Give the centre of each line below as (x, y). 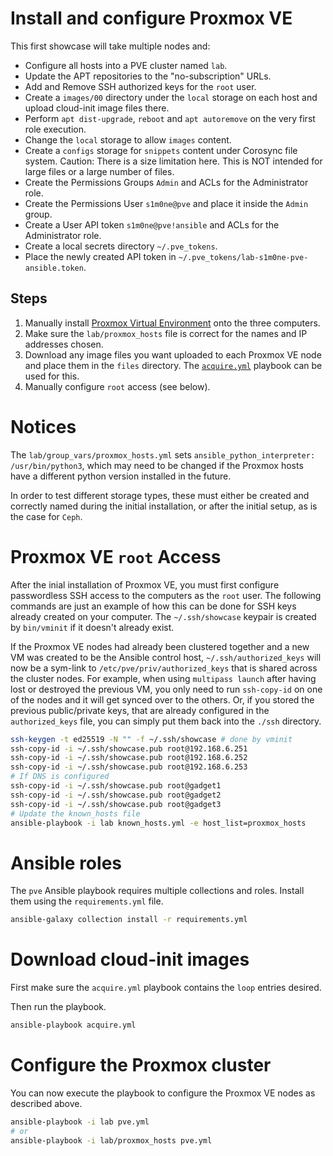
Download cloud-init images (130, 959)
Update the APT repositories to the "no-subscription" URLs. (148, 76)
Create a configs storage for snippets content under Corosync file (161, 150)
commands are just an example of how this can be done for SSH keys (153, 606)
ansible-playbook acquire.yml (73, 1025)
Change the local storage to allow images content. (128, 139)
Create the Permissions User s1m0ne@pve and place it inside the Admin (166, 203)
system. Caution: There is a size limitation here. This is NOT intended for (173, 161)
